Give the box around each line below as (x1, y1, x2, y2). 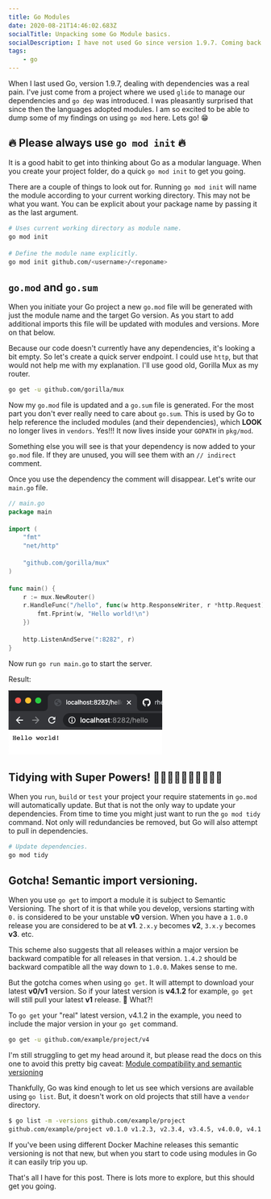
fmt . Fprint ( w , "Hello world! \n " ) (37, 610, 150, 618)
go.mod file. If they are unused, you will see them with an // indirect (8, 450, 236, 460)
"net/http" (23, 542, 60, 550)
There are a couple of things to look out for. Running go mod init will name (8, 181, 257, 191)
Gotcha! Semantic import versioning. (8, 873, 198, 887)
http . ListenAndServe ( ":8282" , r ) (23, 635, 135, 643)
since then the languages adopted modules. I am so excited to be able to (8, 105, 250, 114)
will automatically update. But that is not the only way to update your (8, 801, 236, 810)
